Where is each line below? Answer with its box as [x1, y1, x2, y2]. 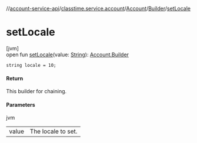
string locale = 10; [6, 62, 57, 68]
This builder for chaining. [6, 88, 67, 95]
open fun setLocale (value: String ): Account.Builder [6, 51, 129, 58]
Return [6, 74, 24, 81]
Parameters [6, 101, 35, 108]
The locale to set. [29, 127, 78, 135]
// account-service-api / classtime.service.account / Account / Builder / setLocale [6, 5, 191, 12]
